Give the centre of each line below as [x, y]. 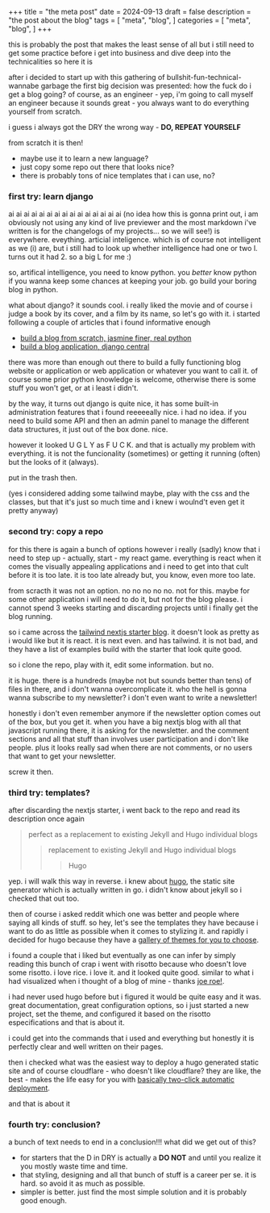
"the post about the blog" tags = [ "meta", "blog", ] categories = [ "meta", [130, 20]
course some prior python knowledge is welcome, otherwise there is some [132, 379]
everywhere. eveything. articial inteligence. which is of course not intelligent [135, 240]
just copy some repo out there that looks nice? [97, 167]
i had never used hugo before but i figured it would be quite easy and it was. [135, 997]
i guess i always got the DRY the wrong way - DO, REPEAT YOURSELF [125, 127]
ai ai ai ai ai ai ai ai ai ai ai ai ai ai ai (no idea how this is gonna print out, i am [133, 214]
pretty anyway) [33, 511]
